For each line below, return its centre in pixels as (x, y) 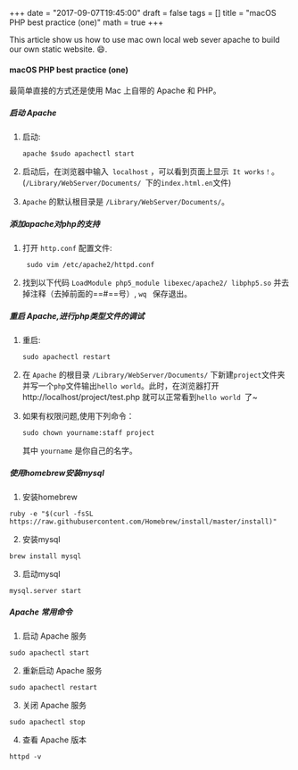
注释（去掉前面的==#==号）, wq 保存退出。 (111, 294)
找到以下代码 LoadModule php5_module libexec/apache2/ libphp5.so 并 (152, 283)
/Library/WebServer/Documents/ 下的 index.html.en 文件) (128, 183)
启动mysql (41, 574)
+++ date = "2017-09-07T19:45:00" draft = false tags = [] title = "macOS (143, 13)
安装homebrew (50, 497)
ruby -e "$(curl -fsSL (51, 514)
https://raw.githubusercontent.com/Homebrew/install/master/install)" (143, 522)
